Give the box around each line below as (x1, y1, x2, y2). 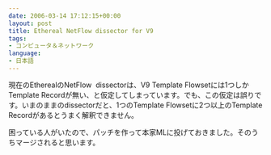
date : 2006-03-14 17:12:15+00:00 (8, 11, 121, 20)
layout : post (8, 19, 53, 27)
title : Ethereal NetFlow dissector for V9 (8, 27, 154, 35)
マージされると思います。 (15, 137, 100, 147)
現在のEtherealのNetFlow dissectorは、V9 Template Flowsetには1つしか (8, 80, 249, 90)
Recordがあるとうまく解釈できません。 (8, 110, 139, 119)
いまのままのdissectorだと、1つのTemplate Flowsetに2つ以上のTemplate (21, 100, 263, 110)
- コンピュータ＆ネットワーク (8, 42, 95, 50)
